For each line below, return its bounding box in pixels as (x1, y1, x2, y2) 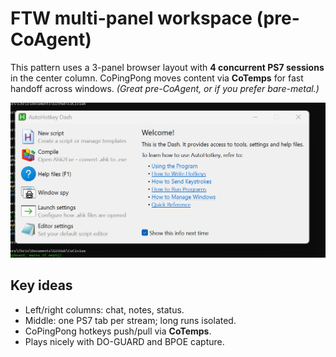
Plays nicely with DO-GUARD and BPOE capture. (24, 335, 225, 347)
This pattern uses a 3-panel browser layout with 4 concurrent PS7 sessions (10, 61, 325, 73)
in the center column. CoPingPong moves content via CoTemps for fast (10, 72, 304, 84)
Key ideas (10, 277, 73, 294)
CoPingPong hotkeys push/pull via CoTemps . (24, 325, 212, 337)
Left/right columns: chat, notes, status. (24, 303, 185, 316)
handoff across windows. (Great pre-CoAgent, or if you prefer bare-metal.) (10, 82, 320, 94)
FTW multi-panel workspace (10, 7, 253, 30)
